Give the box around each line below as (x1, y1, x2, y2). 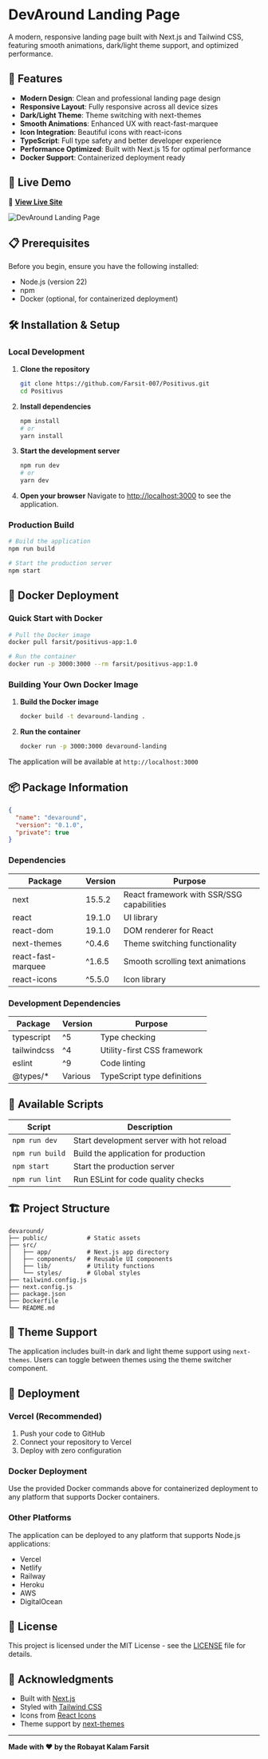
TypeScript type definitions (100, 1070, 202, 1081)
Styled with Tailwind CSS (19, 1702, 102, 1712)
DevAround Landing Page (8, 6, 181, 24)
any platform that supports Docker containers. (8, 1492, 160, 1502)
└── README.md (8, 1303, 56, 1312)
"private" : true (15, 828, 69, 836)
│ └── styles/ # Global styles (8, 1269, 141, 1277)
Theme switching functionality (123, 938, 237, 949)
